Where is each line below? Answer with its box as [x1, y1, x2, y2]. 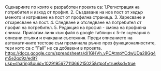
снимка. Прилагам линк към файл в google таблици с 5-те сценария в [5, 30, 150, 35]
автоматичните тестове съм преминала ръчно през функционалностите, [5, 40, 156, 45]
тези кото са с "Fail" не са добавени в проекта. [5, 45, 102, 51]
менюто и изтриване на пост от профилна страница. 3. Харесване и [5, 14, 146, 20]
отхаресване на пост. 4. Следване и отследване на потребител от [5, 19, 142, 25]
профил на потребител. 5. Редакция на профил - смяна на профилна [5, 25, 146, 30]
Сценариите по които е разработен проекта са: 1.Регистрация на [5, 4, 140, 10]
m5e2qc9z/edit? [5, 56, 38, 61]
